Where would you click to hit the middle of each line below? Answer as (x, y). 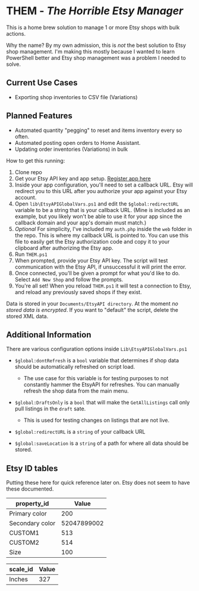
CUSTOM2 (24, 543)
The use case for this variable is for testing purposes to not (96, 378)
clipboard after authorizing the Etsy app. (64, 248)
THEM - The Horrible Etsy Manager (95, 11)
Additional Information (49, 335)
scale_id (21, 570)
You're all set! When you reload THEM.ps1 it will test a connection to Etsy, (103, 286)
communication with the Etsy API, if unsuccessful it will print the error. (100, 267)
